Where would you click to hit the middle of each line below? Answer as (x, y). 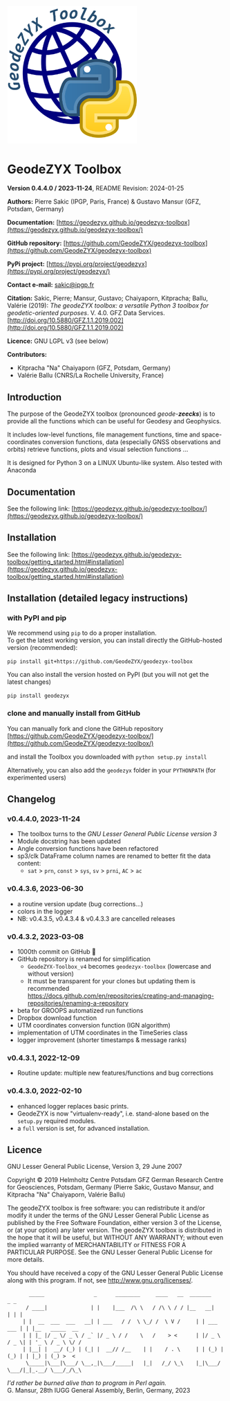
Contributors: (27, 355)
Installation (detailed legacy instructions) (98, 598)
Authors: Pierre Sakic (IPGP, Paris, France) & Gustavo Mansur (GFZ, (104, 202)
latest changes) (29, 682)
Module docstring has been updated (69, 841)
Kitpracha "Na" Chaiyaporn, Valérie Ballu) (66, 1195)
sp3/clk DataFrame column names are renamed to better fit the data (114, 856)
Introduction (35, 397)
